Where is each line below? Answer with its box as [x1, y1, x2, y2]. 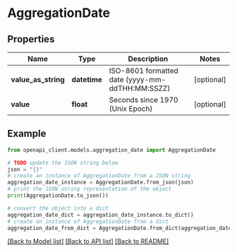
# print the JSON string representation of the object [7, 186, 172, 193]
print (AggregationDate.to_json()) [7, 192, 109, 199]
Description [128, 54, 169, 64]
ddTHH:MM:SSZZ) [109, 83, 171, 93]
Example [7, 128, 47, 140]
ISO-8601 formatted [109, 66, 178, 76]
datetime [71, 75, 102, 84]
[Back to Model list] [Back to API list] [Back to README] [7, 237, 169, 246]
